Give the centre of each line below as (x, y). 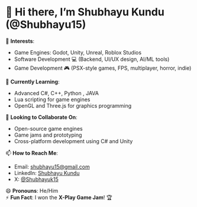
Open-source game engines (49, 128)
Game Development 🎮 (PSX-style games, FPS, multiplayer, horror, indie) (103, 68)
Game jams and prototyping (48, 135)
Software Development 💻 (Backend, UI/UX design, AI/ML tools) (92, 59)
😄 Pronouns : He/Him (32, 190)
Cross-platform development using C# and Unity (73, 141)
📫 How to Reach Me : (32, 153)
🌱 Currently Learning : (33, 82)
